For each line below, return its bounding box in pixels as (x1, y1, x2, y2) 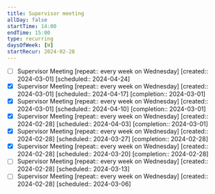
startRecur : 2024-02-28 (7, 49, 76, 56)
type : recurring (7, 36, 54, 43)
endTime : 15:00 (7, 29, 51, 36)
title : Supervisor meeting (7, 10, 84, 17)
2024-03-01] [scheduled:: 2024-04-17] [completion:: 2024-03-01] (16, 90, 206, 98)
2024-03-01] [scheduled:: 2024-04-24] (16, 75, 131, 83)
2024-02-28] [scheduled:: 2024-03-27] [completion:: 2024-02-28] (16, 135, 208, 143)
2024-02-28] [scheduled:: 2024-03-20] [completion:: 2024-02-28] (16, 150, 209, 158)
